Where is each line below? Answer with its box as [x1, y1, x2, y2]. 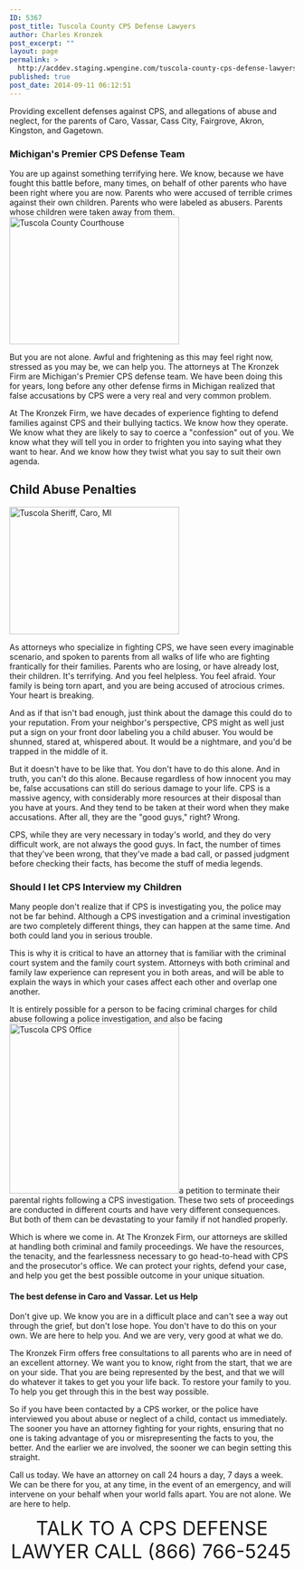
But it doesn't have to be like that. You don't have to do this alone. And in [9, 763, 280, 774]
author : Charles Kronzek [9, 30, 103, 39]
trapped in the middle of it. [9, 745, 109, 757]
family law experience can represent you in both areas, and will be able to [9, 967, 285, 978]
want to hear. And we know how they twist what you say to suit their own [9, 446, 281, 457]
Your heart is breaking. [9, 690, 95, 701]
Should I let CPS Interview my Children [9, 880, 183, 893]
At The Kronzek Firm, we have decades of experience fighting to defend [9, 407, 279, 418]
